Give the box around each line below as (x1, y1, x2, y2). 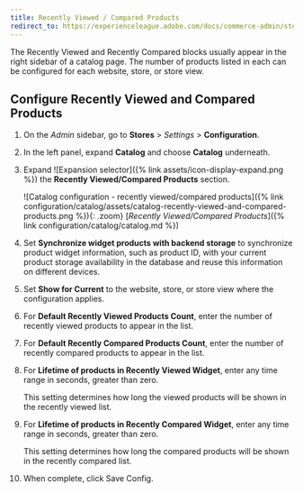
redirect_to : (10, 22, 59, 31)
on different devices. (22, 267, 101, 278)
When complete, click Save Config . (22, 473, 154, 484)
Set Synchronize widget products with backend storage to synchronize (22, 238, 293, 249)
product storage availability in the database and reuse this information (22, 257, 283, 268)
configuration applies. (22, 294, 104, 305)
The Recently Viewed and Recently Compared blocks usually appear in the (10, 46, 287, 57)
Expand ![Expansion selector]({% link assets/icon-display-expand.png (22, 164, 284, 176)
